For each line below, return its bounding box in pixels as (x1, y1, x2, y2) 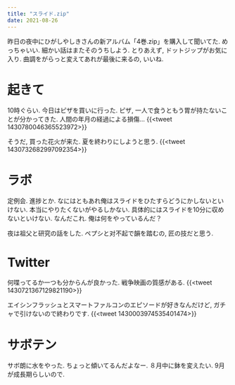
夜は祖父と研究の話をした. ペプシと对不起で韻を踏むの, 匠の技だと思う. (7, 229, 213, 237)
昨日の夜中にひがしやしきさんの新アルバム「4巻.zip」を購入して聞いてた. (7, 37, 220, 46)
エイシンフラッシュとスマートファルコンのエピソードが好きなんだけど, (7, 301, 212, 309)
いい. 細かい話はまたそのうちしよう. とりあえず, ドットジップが (25, 46, 209, 54)
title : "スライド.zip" (7, 10, 70, 18)
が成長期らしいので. (7, 370, 65, 379)
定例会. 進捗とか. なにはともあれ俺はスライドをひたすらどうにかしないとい (7, 197, 224, 205)
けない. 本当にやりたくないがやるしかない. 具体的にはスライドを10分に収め (7, 205, 224, 214)
